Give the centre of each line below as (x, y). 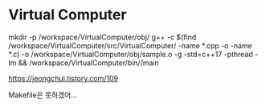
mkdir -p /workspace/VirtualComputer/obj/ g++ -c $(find (102, 37)
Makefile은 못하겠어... (43, 95)
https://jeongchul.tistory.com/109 (63, 78)
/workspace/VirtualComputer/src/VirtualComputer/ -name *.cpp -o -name (130, 45)
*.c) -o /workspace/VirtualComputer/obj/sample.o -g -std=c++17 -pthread (131, 54)
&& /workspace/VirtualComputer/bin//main (88, 63)
